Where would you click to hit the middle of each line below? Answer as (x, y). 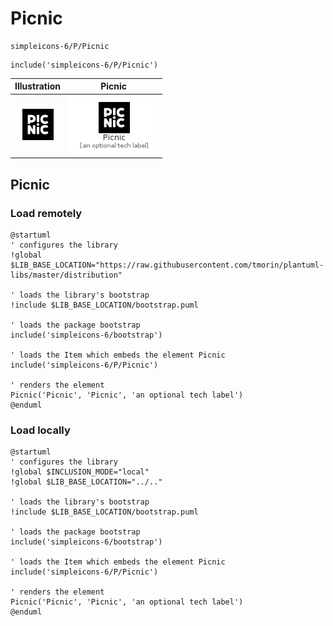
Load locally (40, 430)
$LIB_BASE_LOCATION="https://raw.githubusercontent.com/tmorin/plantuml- (167, 265)
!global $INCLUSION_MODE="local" (80, 472)
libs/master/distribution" (66, 275)
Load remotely (46, 213)
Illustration (38, 86)
